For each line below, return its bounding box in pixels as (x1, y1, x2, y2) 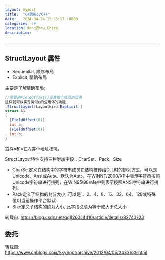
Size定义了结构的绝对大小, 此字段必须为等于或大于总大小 (12, 203, 127, 210)
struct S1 (5, 109, 26, 113)
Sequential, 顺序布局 (12, 68, 54, 74)
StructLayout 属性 (5, 54, 60, 63)
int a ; (9, 122, 23, 127)
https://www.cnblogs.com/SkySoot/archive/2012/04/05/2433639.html (5, 250, 148, 256)
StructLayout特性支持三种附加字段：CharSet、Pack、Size (5, 156, 122, 162)
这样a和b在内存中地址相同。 (5, 146, 62, 151)
